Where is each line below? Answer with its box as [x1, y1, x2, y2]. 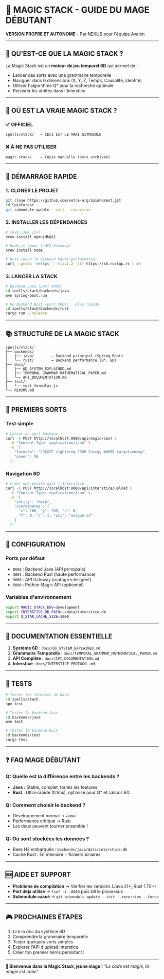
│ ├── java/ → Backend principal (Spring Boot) [5, 353, 124, 358]
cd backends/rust [5, 733, 41, 738]
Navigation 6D [5, 470, 40, 477]
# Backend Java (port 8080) [5, 283, 63, 289]
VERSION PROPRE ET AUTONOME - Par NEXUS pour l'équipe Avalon [5, 31, 145, 37]
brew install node [5, 248, 43, 253]
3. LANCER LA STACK [5, 273, 58, 280]
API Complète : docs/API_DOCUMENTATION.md [12, 655, 99, 661]
